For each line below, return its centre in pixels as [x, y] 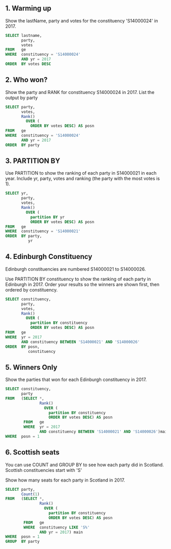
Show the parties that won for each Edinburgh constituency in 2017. [76, 379]
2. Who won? [26, 80]
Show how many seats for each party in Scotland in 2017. [65, 480]
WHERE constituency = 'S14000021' [43, 231]
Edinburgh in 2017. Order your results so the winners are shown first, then [82, 284]
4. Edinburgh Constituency [49, 257]
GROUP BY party [22, 542]
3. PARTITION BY [33, 161]
